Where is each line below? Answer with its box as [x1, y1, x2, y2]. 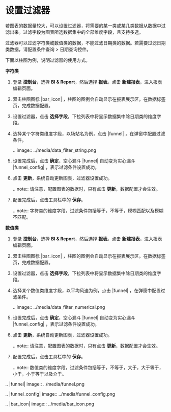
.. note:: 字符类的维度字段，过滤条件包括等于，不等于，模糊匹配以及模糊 [12, 208, 164, 214]
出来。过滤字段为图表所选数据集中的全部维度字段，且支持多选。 [9, 29, 144, 35]
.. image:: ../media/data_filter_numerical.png [12, 304, 105, 310]
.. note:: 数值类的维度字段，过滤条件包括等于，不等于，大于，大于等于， [12, 364, 164, 371]
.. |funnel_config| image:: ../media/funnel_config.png [5, 391, 116, 397]
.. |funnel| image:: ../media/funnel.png [5, 381, 85, 387]
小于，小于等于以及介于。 [12, 371, 67, 377]
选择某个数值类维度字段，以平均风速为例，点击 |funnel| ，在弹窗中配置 [12, 287, 161, 293]
